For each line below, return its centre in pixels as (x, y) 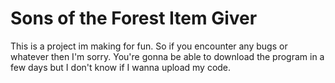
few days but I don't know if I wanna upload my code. (121, 67)
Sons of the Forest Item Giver (134, 18)
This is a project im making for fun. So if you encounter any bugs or (149, 46)
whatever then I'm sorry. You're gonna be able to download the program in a (167, 56)
